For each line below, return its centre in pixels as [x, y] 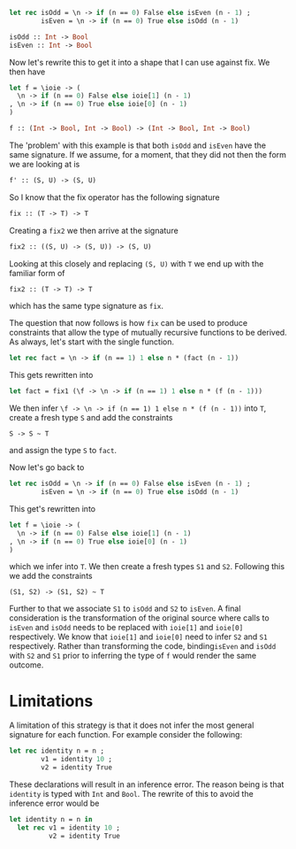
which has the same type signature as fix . [86, 306]
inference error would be [54, 803]
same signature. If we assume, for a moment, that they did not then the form [148, 154]
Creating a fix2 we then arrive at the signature [94, 230]
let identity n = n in [51, 819]
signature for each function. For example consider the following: [126, 735]
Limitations [51, 701]
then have [27, 72]
